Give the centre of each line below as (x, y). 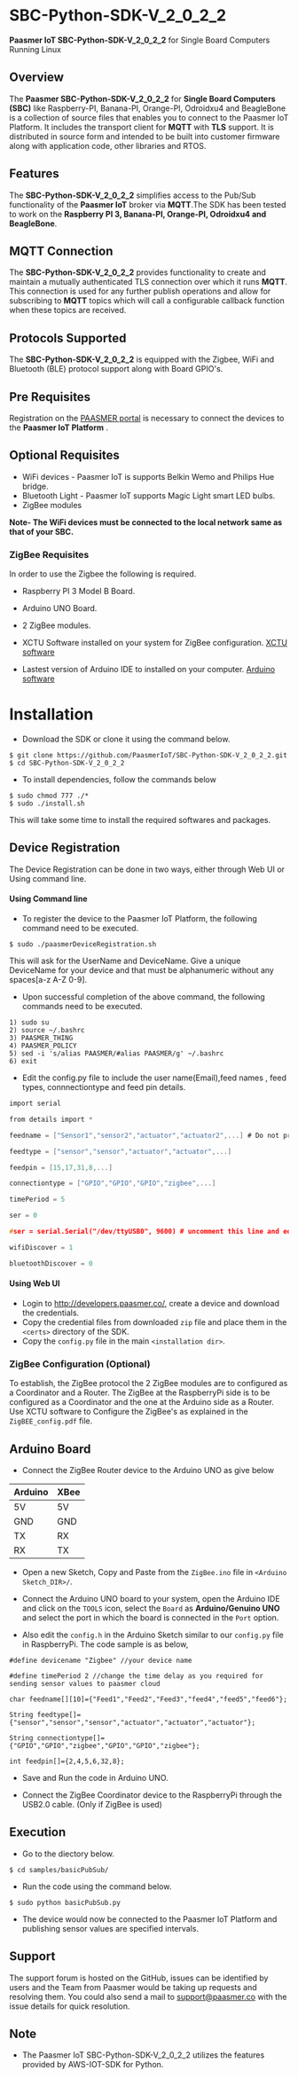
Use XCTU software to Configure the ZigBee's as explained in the (129, 1412)
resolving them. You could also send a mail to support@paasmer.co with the (148, 1996)
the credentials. (51, 1313)
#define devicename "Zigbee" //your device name (101, 1660)
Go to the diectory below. (68, 1854)
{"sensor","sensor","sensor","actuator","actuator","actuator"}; (132, 1722)
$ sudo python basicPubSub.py (65, 1902)
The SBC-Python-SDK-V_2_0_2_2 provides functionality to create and (137, 272)
